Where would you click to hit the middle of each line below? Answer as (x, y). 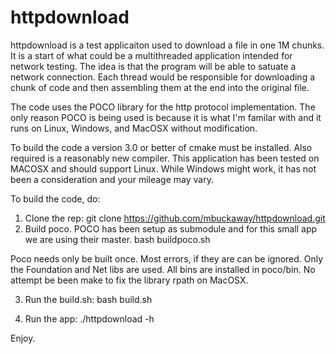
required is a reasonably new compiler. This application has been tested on (165, 158)
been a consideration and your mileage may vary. (112, 179)
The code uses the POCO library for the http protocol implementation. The (163, 107)
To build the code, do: (55, 198)
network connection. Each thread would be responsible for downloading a (163, 77)
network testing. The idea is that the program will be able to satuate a (153, 66)
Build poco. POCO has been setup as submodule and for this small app (171, 228)
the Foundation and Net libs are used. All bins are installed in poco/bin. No (163, 269)
